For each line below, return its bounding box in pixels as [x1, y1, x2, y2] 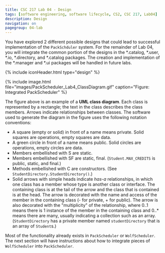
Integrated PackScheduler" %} [5, 89, 67, 95]
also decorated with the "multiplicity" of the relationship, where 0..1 [12, 202, 149, 208]
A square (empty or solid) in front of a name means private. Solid [12, 129, 144, 135]
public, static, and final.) [12, 161, 62, 167]
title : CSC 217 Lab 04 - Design [5, 7, 71, 12]
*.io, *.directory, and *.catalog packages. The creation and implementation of [5, 55, 160, 60]
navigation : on [5, 21, 36, 26]
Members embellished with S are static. [12, 150, 93, 156]
